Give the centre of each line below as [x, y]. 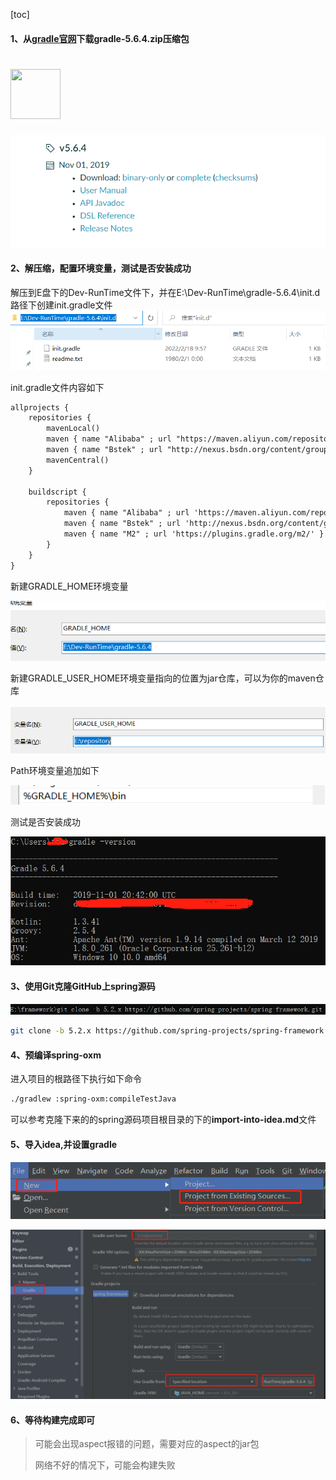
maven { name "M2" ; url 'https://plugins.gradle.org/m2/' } [194, 534]
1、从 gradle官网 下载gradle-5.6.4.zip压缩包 [100, 38]
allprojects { [40, 407]
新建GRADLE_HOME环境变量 [69, 586]
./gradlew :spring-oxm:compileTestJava [93, 1099]
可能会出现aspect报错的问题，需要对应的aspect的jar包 [147, 1444]
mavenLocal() [73, 429]
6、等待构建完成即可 [53, 1420]
